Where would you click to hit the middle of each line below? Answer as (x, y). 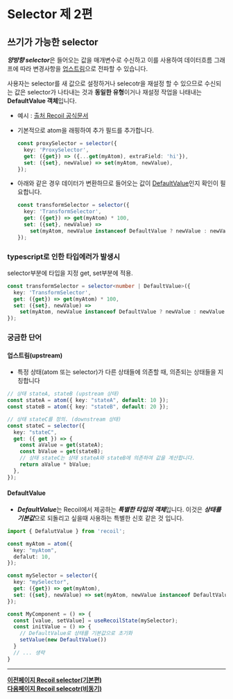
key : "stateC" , (35, 432)
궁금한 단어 (25, 337)
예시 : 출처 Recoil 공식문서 (53, 116)
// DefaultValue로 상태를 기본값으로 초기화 (76, 633)
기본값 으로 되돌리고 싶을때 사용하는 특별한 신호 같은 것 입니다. (101, 518)
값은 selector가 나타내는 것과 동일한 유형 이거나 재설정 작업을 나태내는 (108, 92)
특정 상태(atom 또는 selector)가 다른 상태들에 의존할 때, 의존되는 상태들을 (116, 372)
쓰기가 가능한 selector (53, 42)
